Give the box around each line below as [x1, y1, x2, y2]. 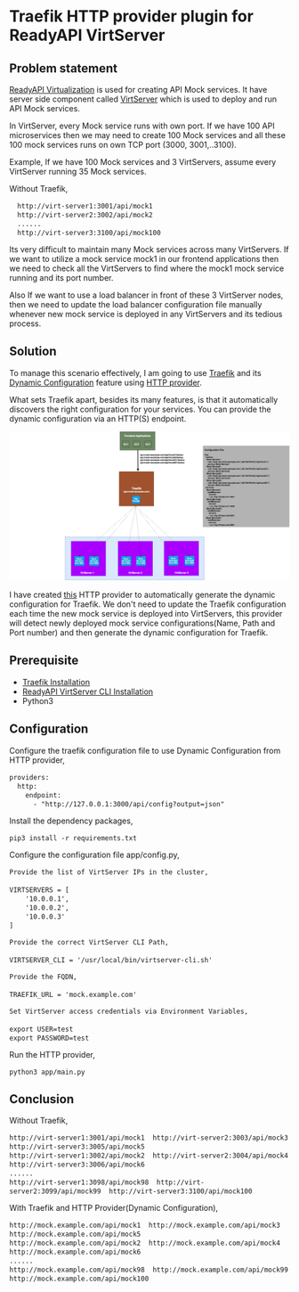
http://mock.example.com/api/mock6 [9, 1247, 141, 1257]
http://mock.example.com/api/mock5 [9, 1230, 141, 1239]
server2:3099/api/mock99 [9, 1187, 101, 1196]
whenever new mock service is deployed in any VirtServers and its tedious [9, 309, 283, 319]
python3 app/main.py [9, 1067, 86, 1076]
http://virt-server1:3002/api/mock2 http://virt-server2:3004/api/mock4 [9, 1151, 289, 1160]
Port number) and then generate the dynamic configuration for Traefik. [9, 627, 269, 638]
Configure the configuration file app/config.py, [9, 849, 180, 860]
